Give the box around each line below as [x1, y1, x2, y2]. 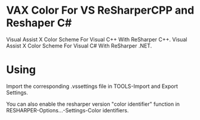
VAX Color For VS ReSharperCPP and [6, 4, 195, 17]
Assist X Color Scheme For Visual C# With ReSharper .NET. [6, 42, 152, 49]
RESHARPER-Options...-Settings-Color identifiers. [6, 106, 129, 113]
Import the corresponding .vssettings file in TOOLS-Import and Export [6, 83, 178, 90]
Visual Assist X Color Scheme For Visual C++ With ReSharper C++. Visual [6, 36, 187, 43]
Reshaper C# [6, 16, 72, 30]
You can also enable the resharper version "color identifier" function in [6, 100, 180, 108]
